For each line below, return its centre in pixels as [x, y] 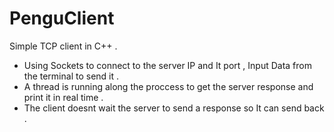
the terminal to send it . [71, 76]
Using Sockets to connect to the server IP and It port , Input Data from [167, 65]
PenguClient [62, 18]
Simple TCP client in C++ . [63, 46]
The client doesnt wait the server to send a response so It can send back [174, 108]
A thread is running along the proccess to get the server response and [168, 86]
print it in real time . [63, 97]
